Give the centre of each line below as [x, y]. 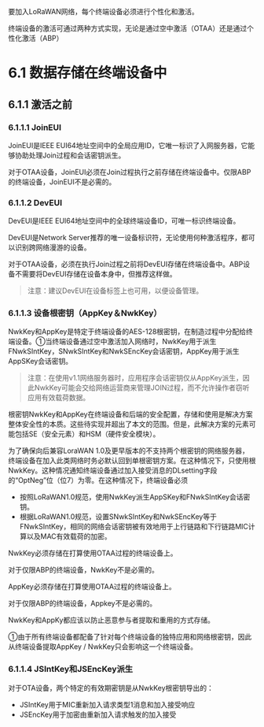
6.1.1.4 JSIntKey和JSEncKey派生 [71, 670]
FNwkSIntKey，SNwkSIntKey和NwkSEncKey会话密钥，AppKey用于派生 [124, 351]
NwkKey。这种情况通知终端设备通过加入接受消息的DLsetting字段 [113, 470]
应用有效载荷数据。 [59, 398]
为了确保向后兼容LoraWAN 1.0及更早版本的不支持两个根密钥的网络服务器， [129, 451]
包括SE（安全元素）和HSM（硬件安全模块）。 [87, 434]
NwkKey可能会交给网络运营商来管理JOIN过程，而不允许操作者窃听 [142, 388]
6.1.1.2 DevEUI [35, 202]
